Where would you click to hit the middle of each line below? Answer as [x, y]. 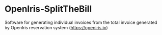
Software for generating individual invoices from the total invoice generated [81, 22]
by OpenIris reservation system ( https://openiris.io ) [56, 27]
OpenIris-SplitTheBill [48, 9]
